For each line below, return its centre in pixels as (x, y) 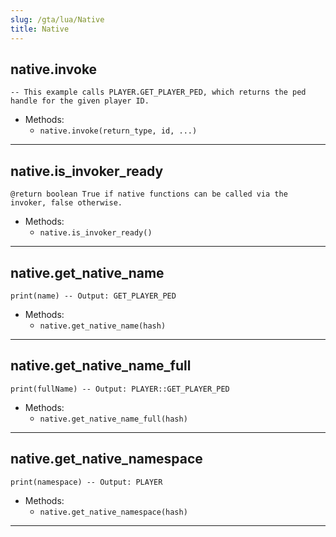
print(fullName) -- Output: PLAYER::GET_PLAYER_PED (120, 389)
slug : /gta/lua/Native (57, 19)
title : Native (40, 29)
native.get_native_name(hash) (103, 326)
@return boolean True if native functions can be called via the (149, 194)
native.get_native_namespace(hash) (113, 512)
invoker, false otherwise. (66, 203)
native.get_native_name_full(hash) (113, 419)
